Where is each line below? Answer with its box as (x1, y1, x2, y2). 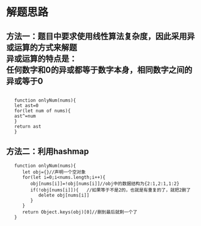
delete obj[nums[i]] (38, 192, 90, 198)
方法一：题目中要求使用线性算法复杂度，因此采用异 (6, 31, 195, 41)
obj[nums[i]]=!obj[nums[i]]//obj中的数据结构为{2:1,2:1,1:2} (30, 181, 179, 187)
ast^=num (14, 113, 36, 119)
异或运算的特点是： (6, 53, 77, 63)
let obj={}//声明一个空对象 (22, 169, 86, 175)
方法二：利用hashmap (6, 146, 89, 157)
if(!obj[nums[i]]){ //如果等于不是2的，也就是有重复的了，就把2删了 (30, 187, 191, 193)
